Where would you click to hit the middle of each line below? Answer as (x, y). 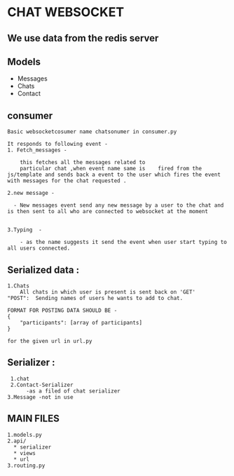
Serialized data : (43, 270)
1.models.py (25, 435)
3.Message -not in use (40, 397)
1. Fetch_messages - (37, 150)
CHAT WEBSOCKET (66, 12)
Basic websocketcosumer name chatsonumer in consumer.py (92, 132)
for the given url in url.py (50, 341)
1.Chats (19, 286)
